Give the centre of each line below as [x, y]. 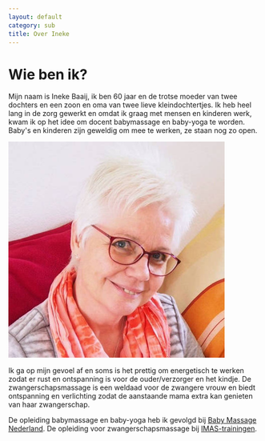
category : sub [32, 25]
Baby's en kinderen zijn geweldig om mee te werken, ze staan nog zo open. [133, 130]
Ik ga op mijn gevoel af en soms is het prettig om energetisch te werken [126, 371]
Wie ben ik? [48, 74]
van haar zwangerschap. [49, 405]
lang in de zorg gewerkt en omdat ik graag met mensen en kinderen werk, [130, 114]
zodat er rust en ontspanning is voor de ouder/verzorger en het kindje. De [130, 379]
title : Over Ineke [39, 34]
